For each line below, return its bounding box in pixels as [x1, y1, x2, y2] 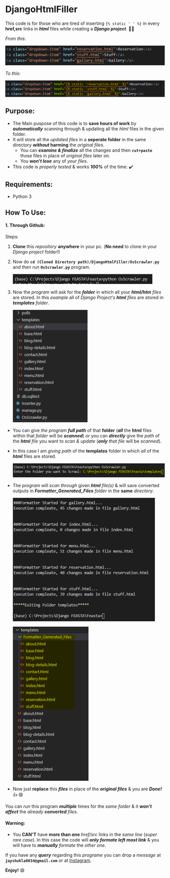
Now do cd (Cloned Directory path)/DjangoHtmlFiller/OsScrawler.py [12, 258, 159, 264]
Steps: [5, 233, 19, 240]
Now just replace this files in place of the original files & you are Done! [12, 786, 162, 792]
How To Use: [5, 208, 46, 217]
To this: [5, 70, 21, 76]
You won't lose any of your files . [20, 158, 89, 164]
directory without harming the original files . [12, 142, 105, 148]
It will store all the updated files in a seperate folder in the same [12, 136, 146, 142]
